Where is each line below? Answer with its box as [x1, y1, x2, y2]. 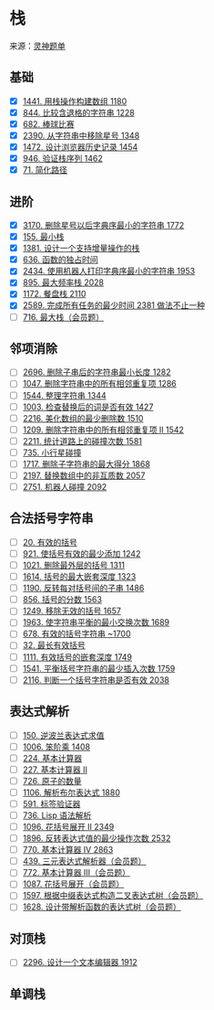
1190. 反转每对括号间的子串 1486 [22, 582, 145, 594]
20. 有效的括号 [22, 537, 77, 548]
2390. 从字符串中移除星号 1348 [22, 130, 140, 141]
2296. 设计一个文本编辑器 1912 [22, 957, 138, 968]
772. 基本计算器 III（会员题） [22, 867, 130, 878]
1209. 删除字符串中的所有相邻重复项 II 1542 [22, 424, 185, 435]
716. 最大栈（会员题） [22, 312, 105, 323]
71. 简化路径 [22, 165, 68, 175]
